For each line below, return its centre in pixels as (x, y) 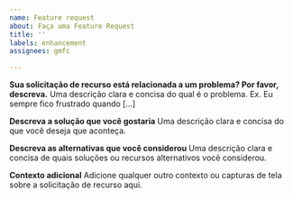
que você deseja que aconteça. (68, 131)
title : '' (28, 34)
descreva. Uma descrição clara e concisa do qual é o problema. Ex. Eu (141, 95)
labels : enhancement (48, 43)
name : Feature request (52, 18)
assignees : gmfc (40, 51)
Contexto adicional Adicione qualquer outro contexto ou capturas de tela (146, 176)
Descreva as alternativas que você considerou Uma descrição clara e (141, 149)
